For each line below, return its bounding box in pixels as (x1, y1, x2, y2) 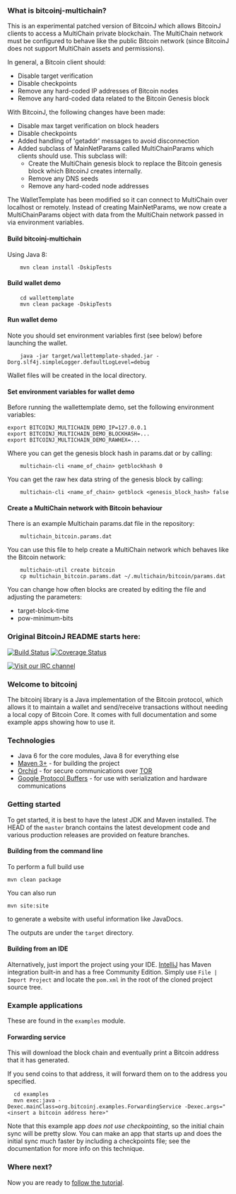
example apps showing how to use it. (7, 718, 115, 726)
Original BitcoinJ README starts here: (7, 632, 141, 642)
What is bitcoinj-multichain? (7, 6, 107, 16)
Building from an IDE (7, 944, 69, 953)
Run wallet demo (7, 316, 58, 324)
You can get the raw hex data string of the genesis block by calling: (7, 475, 203, 483)
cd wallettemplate (20, 294, 74, 302)
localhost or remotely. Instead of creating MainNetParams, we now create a (7, 203, 228, 212)
